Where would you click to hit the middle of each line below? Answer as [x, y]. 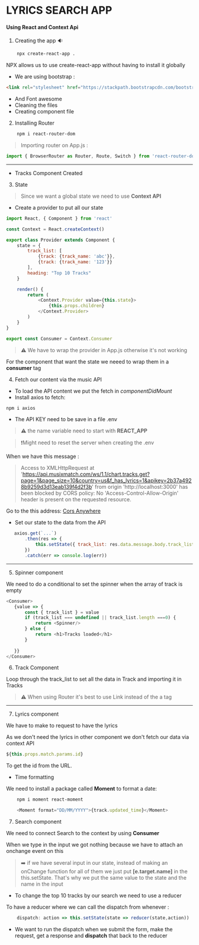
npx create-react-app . [46, 54]
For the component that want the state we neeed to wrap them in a [87, 361]
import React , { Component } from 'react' [59, 218]
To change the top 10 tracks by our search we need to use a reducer [98, 896]
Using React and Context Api [42, 27]
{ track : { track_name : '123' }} [75, 262]
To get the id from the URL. [39, 766]
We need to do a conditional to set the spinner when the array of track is [94, 584]
